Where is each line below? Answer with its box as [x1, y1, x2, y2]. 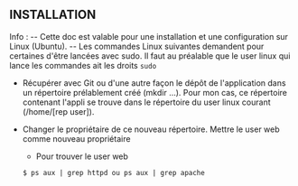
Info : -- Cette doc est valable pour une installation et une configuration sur [9, 31, 289, 42]
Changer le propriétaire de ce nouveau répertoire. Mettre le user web [22, 124, 280, 135]
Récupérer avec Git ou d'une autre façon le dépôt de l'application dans [22, 77, 286, 88]
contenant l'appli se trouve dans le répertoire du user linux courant [22, 97, 271, 107]
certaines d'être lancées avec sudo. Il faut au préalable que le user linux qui [9, 50, 291, 61]
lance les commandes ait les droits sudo [9, 60, 157, 70]
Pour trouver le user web [35, 151, 129, 162]
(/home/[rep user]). [22, 106, 95, 116]
